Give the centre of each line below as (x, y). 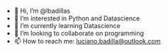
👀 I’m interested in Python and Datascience (77, 18)
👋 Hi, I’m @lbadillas (42, 11)
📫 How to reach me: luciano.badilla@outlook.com (87, 41)
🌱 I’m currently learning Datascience (67, 26)
